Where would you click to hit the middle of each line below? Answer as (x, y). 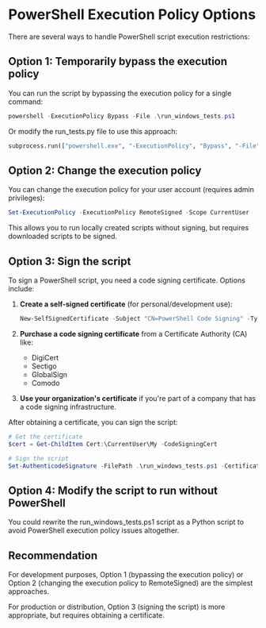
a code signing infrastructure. (68, 406)
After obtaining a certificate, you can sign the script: (93, 422)
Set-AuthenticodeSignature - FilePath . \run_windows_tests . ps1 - (116, 466)
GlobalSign (49, 374)
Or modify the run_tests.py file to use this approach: (93, 131)
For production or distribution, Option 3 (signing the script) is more (117, 607)
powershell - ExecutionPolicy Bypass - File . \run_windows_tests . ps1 (122, 116)
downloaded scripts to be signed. (63, 237)
